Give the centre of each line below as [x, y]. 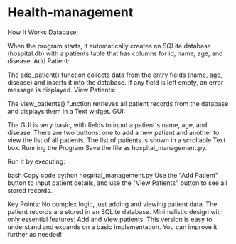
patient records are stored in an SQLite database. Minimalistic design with [116, 211]
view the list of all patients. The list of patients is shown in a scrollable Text [117, 140]
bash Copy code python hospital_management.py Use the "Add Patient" [113, 175]
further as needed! [35, 234]
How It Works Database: [43, 32]
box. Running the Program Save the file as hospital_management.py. [107, 147]
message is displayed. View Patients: [61, 90]
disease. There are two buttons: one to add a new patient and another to [113, 132]
